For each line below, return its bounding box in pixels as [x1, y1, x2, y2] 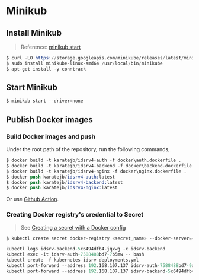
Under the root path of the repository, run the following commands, [6, 146, 170, 152]
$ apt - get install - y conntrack [6, 66, 86, 72]
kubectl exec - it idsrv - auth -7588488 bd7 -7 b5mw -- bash [6, 252, 145, 257]
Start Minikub [6, 82, 57, 93]
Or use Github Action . [6, 196, 59, 203]
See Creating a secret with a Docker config [20, 224, 126, 231]
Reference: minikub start [20, 43, 81, 50]
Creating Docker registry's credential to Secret [6, 211, 144, 219]
